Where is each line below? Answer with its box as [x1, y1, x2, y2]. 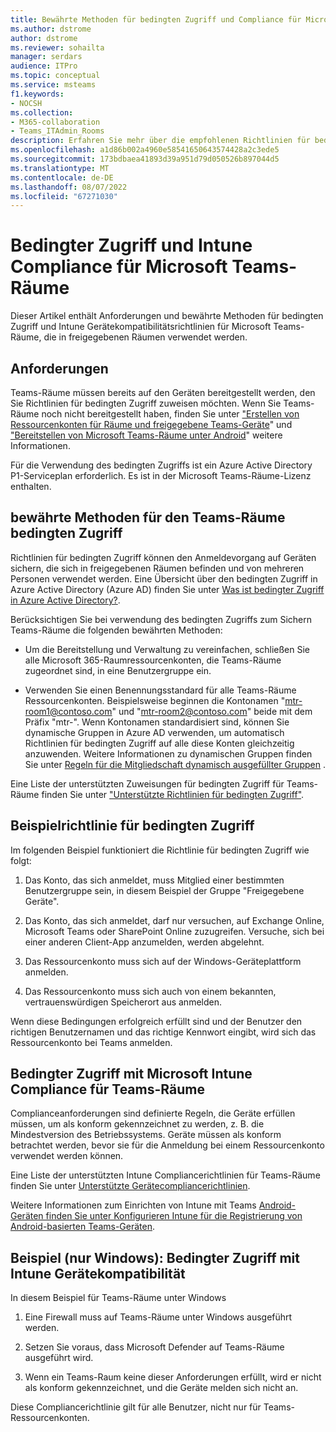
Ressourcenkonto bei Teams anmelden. [10, 1036, 173, 1048]
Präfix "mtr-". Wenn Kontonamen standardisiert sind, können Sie [24, 716, 290, 728]
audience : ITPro [10, 61, 78, 71]
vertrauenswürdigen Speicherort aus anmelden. [24, 996, 222, 1008]
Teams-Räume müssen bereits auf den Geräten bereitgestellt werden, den [10, 387, 316, 398]
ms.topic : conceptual [10, 71, 101, 81]
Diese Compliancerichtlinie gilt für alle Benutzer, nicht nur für [10, 1401, 262, 1413]
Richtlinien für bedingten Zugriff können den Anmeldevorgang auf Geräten [10, 551, 317, 563]
